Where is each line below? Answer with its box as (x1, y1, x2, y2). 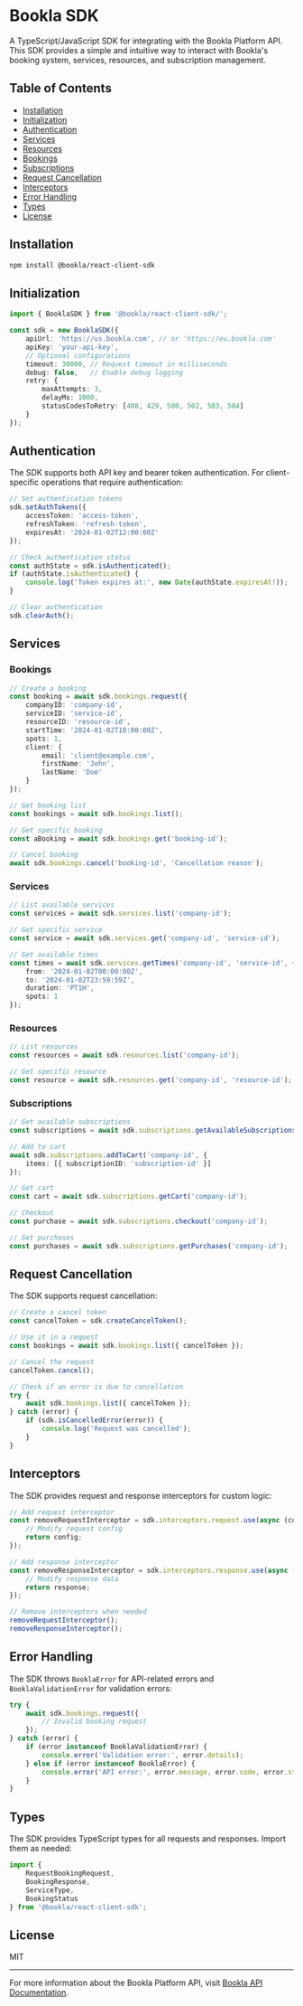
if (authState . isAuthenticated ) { (9, 570, 140, 579)
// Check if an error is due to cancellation (9, 1382, 183, 1391)
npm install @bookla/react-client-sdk (9, 260, 155, 269)
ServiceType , (25, 1886, 75, 1895)
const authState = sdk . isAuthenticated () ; (9, 561, 171, 570)
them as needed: (9, 1843, 72, 1854)
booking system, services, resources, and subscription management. (9, 54, 266, 65)
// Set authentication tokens (9, 494, 124, 504)
